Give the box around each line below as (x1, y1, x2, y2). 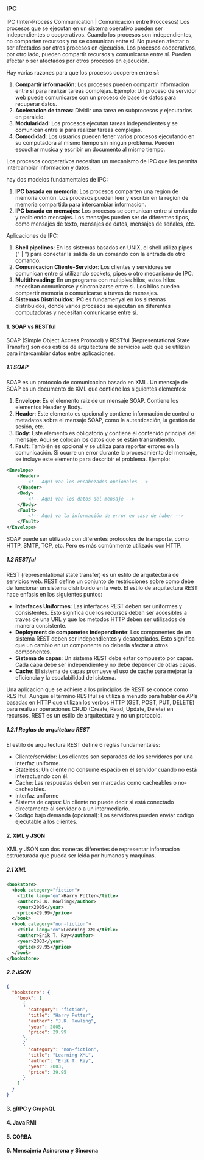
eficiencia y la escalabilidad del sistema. (15, 674, 117, 681)
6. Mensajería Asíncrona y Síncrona (6, 1147, 99, 1154)
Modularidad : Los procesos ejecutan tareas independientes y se (15, 120, 178, 127)
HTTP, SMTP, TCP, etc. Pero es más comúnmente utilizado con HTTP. (6, 542, 182, 549)
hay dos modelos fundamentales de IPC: (6, 176, 108, 183)
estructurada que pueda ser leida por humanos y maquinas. (6, 852, 157, 859)
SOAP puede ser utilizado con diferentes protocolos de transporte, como (6, 535, 189, 543)
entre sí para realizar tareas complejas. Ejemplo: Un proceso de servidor (15, 87, 197, 95)
